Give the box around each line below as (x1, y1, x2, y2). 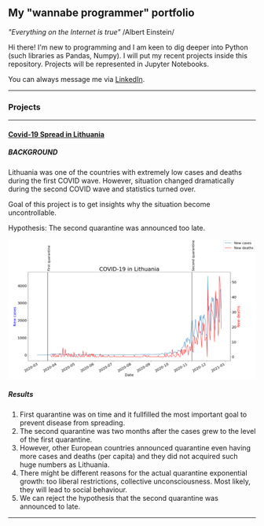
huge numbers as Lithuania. (19, 460, 110, 469)
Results (8, 390, 34, 399)
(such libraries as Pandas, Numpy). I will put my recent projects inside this (8, 50, 247, 60)
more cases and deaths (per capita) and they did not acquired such (19, 451, 238, 461)
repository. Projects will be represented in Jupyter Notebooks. (8, 59, 210, 69)
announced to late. (19, 502, 81, 511)
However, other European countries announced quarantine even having (19, 443, 251, 452)
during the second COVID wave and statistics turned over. (8, 184, 196, 194)
